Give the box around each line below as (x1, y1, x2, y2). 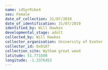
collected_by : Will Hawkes (5, 35, 61, 40)
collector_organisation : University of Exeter (5, 39, 103, 44)
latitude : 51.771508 (5, 53, 48, 58)
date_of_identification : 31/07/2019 (5, 21, 81, 26)
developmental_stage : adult (5, 30, 63, 35)
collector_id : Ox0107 (5, 44, 50, 49)
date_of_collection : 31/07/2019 (5, 16, 72, 21)
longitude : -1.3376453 (5, 58, 52, 63)
